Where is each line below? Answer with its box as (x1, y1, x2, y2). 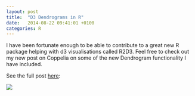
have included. (6, 61, 43, 68)
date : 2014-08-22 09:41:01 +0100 (6, 20, 95, 26)
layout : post (6, 8, 39, 15)
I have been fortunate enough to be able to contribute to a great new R (6, 42, 179, 49)
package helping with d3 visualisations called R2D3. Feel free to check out (6, 48, 190, 55)
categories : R (6, 25, 42, 32)
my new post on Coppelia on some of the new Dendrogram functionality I (6, 54, 187, 61)
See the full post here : (6, 72, 61, 79)
